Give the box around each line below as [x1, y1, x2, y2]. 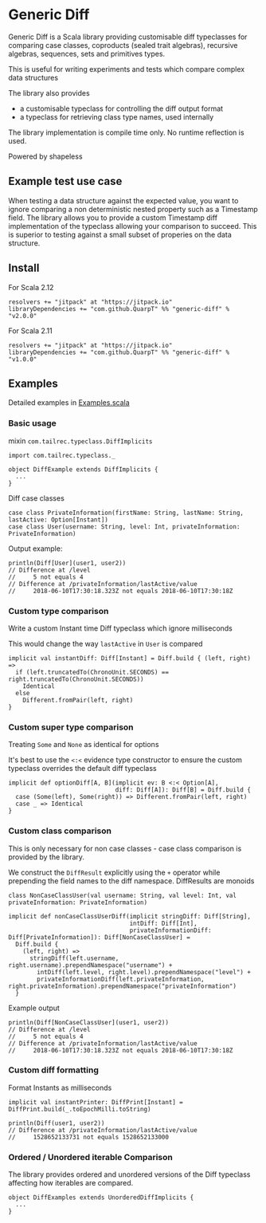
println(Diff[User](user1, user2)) [8, 559, 127, 567]
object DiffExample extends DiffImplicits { [8, 465, 158, 474]
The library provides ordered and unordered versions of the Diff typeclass [8, 1170, 251, 1179]
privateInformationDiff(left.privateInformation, [37, 975, 205, 983]
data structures [8, 73, 58, 82]
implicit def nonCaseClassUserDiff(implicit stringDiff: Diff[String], [8, 912, 251, 920]
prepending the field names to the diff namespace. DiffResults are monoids [8, 875, 255, 886]
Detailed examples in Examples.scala [8, 398, 130, 407]
